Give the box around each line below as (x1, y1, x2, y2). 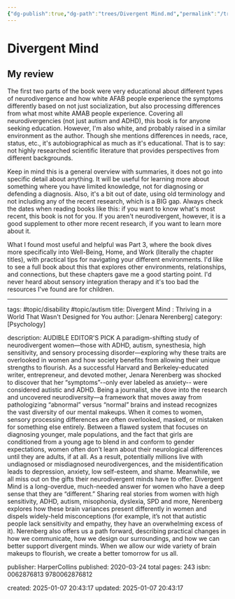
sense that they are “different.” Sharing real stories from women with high (7, 489, 219, 498)
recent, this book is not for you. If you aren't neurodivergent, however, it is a (7, 211, 226, 220)
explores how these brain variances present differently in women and (7, 505, 207, 513)
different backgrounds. (7, 153, 73, 162)
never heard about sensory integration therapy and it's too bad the (7, 277, 199, 286)
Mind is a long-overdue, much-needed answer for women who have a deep (7, 482, 225, 491)
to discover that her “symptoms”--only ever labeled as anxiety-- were (7, 378, 208, 386)
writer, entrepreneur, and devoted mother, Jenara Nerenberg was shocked (7, 370, 222, 379)
